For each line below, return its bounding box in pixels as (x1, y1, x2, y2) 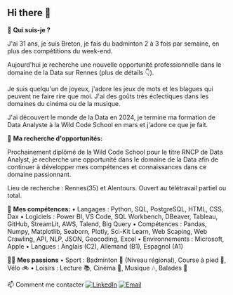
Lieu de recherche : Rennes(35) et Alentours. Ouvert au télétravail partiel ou (7, 183, 227, 192)
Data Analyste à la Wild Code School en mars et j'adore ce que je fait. (7, 120, 208, 129)
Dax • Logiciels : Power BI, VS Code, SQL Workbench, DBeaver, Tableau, (7, 212, 218, 221)
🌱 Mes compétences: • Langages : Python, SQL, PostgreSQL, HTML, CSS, (7, 204, 224, 213)
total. (7, 191, 22, 199)
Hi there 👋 (7, 7, 51, 19)
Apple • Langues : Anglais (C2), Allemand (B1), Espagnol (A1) (7, 242, 184, 250)
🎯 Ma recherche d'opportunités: (7, 134, 103, 143)
